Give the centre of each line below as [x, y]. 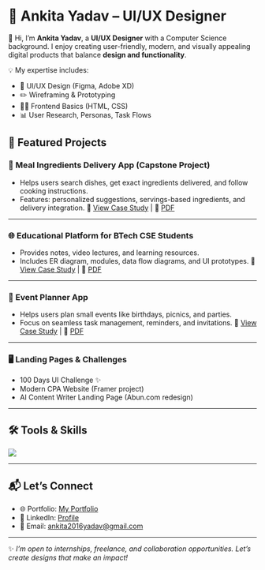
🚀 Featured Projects [58, 142]
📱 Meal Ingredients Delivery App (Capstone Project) [109, 165]
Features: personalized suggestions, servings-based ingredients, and [132, 199]
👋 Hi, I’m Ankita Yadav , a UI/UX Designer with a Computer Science [118, 38]
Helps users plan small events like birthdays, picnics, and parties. [126, 314]
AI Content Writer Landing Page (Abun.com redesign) [106, 397]
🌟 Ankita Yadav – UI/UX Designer [118, 16]
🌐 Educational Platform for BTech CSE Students [101, 235]
